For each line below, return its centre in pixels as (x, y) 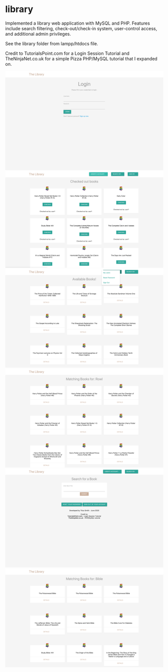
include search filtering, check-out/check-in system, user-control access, (81, 28)
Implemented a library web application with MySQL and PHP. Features (78, 23)
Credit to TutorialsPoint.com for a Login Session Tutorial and (67, 53)
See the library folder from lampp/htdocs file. (52, 43)
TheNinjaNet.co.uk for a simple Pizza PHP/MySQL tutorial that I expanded (81, 58)
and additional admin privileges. (38, 34)
